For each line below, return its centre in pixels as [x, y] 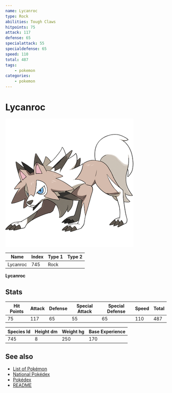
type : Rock [17, 16]
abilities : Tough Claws [31, 22]
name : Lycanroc [21, 11]
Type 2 [75, 257]
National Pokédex [31, 375]
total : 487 [17, 60]
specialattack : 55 [25, 44]
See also [19, 356]
